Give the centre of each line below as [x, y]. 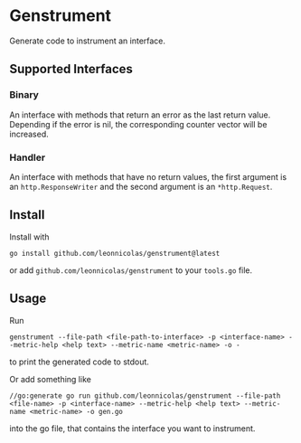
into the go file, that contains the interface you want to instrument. [132, 428]
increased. [29, 134]
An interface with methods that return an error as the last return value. [140, 115]
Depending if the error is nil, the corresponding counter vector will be [138, 124]
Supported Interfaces [71, 69]
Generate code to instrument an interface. [87, 41]
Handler [28, 157]
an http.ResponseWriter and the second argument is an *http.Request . [141, 186]
